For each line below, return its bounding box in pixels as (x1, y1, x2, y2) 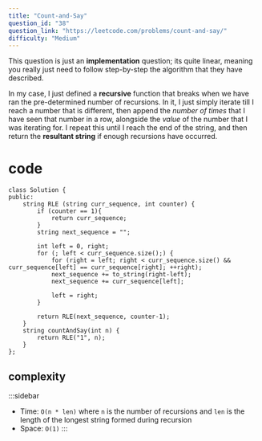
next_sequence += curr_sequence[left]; (50, 278, 184, 286)
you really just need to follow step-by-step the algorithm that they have (8, 65, 243, 75)
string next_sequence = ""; (37, 228, 131, 237)
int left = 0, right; (37, 243, 110, 251)
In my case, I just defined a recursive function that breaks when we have (8, 89, 250, 99)
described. (8, 73, 44, 83)
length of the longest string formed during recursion (19, 415, 192, 424)
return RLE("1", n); (37, 334, 106, 342)
